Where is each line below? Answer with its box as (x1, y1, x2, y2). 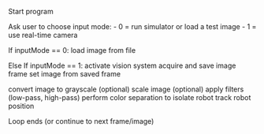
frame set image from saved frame (8, 69, 121, 78)
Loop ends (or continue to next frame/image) (8, 117, 154, 125)
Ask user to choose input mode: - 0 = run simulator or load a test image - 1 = (8, 22, 257, 31)
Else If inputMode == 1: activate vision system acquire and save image (8, 61, 236, 70)
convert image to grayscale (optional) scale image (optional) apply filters (8, 84, 244, 94)
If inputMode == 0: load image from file (8, 46, 136, 54)
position (8, 102, 35, 110)
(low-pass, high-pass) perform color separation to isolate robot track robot (8, 93, 251, 102)
